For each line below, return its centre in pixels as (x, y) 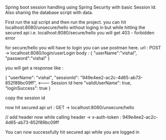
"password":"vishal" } (27, 58)
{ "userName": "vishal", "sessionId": (42, 77)
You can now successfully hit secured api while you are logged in (72, 132)
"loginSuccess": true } (28, 88)
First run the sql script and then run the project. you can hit (66, 22)
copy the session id (25, 98)
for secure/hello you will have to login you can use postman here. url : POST (83, 48)
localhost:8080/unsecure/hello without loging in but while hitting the (75, 27)
